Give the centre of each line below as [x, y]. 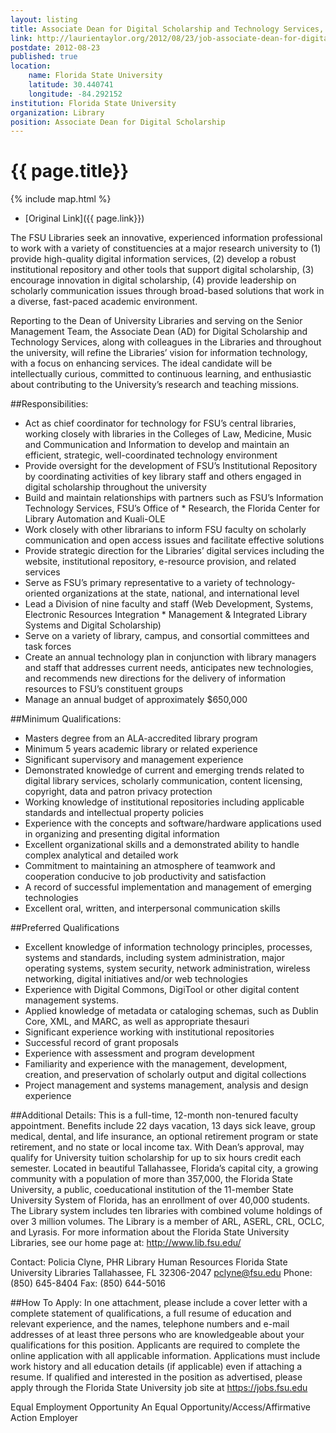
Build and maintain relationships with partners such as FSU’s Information [174, 498]
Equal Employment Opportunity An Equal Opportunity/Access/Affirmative [160, 1407]
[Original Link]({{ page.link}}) [84, 218]
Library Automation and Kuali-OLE [95, 519]
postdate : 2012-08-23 [55, 47]
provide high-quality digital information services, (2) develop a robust [153, 259]
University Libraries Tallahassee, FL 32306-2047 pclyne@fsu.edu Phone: [161, 1273]
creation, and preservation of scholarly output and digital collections [165, 1075]
